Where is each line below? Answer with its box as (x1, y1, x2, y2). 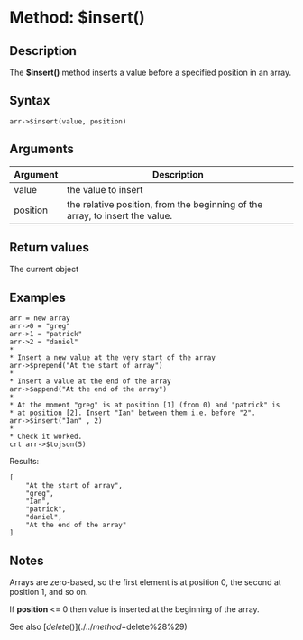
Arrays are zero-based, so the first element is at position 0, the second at (9, 577, 281, 588)
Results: (9, 456, 40, 467)
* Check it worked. (9, 432, 83, 442)
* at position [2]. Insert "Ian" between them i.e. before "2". (9, 408, 256, 417)
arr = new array (9, 314, 70, 323)
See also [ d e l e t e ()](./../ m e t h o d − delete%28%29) (9, 621, 188, 633)
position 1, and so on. (9, 587, 88, 598)
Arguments (9, 142, 75, 157)
